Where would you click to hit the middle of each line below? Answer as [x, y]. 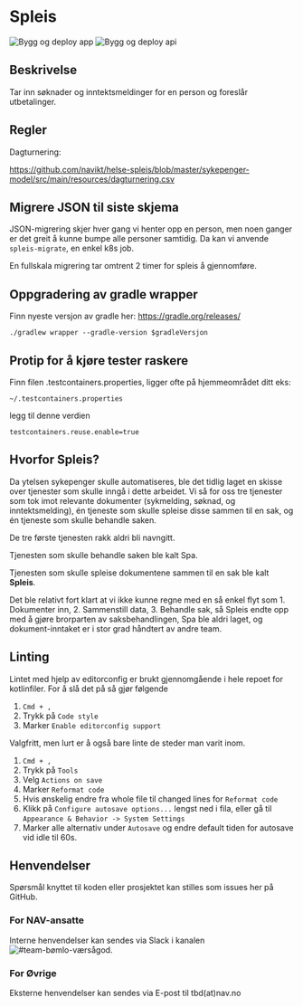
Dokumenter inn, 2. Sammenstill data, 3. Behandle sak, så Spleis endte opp [149, 609]
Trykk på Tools [50, 770]
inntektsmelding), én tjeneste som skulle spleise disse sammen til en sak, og [151, 510]
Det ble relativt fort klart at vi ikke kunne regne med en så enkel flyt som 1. [147, 600]
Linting [29, 657]
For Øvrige [33, 973]
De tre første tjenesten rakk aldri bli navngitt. [92, 537]
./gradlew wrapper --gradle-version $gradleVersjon [109, 333]
